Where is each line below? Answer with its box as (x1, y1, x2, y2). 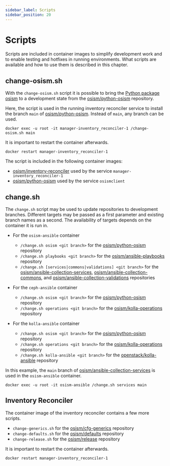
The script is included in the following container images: (5, 158, 123, 165)
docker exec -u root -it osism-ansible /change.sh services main (5, 382, 147, 388)
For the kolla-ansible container (12, 320, 80, 326)
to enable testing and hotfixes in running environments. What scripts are (5, 57, 157, 63)
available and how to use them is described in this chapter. (5, 62, 129, 68)
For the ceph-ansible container (12, 285, 78, 291)
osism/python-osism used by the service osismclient (12, 178, 125, 184)
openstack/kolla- (121, 352, 157, 358)
